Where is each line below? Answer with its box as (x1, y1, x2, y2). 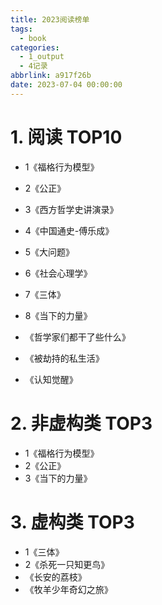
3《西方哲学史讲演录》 (24, 203, 119, 215)
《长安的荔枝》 (24, 571, 87, 583)
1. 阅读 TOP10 (10, 126, 123, 148)
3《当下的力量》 (24, 472, 93, 484)
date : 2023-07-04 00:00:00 (10, 80, 123, 90)
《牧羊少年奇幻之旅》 (24, 583, 113, 595)
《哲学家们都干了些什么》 (24, 331, 131, 343)
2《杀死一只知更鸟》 (24, 558, 110, 570)
